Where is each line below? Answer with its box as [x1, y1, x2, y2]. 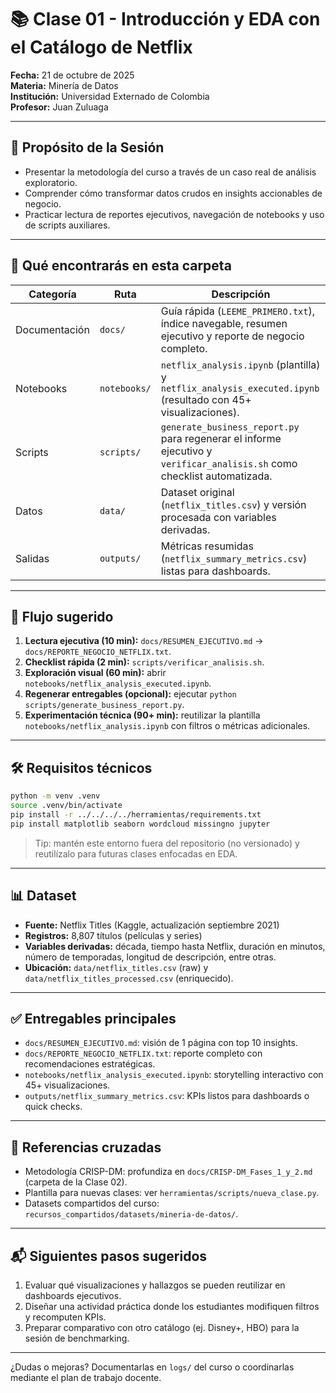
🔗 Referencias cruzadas [10, 1139, 162, 1156]
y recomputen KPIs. [24, 1311, 107, 1323]
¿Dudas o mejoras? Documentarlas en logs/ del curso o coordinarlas [10, 1361, 295, 1373]
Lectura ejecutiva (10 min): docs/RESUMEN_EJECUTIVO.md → [24, 635, 264, 647]
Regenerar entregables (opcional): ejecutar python [24, 688, 237, 700]
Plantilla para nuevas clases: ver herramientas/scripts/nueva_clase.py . [24, 1187, 320, 1199]
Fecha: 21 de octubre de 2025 [10, 69, 135, 81]
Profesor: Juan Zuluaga [10, 101, 109, 113]
